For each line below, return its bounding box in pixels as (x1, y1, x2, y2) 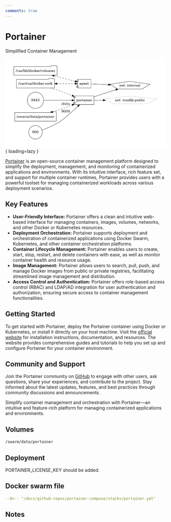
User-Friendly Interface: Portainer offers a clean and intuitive (12, 213, 142, 220)
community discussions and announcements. (5, 390, 101, 396)
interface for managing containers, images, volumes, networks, (27, 219, 160, 225)
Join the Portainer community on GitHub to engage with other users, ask (5, 373, 157, 379)
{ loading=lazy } (5, 148, 39, 154)
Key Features (5, 200, 48, 209)
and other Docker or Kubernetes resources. (12, 224, 104, 230)
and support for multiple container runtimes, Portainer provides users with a (5, 174, 164, 180)
